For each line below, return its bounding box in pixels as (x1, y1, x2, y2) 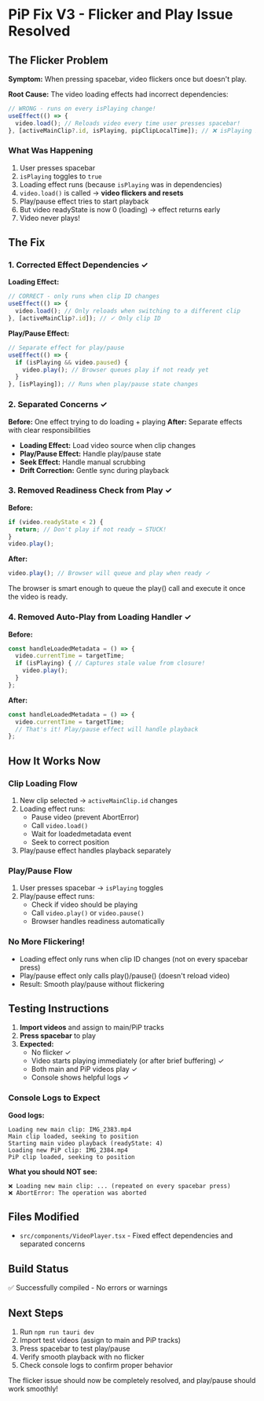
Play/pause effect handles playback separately (19, 845, 171, 855)
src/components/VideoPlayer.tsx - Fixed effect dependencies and (19, 1231, 233, 1241)
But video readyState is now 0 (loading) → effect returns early (19, 204, 221, 214)
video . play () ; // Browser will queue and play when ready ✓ (8, 570, 211, 578)
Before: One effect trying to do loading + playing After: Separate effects (8, 416, 243, 426)
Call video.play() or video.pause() (31, 908, 145, 918)
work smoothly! (8, 1384, 59, 1394)
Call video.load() (31, 820, 89, 830)
